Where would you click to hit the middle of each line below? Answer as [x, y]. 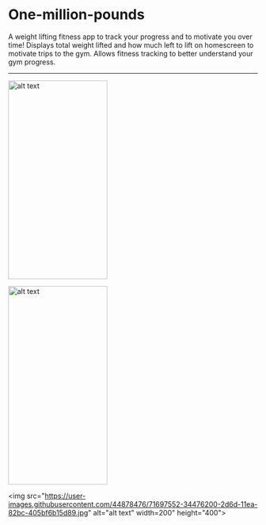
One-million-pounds [76, 15]
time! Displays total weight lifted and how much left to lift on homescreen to [131, 44]
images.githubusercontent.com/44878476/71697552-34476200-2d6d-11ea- [133, 504]
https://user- [65, 496]
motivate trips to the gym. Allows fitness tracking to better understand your [131, 53]
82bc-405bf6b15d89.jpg [48, 512]
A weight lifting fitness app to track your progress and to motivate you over [130, 37]
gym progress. [32, 62]
